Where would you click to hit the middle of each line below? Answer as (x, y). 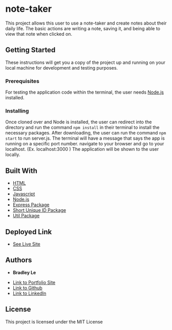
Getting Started (30, 50)
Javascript (24, 194)
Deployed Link (29, 232)
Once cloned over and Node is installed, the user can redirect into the (79, 122)
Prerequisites (22, 81)
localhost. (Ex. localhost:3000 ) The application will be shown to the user (82, 149)
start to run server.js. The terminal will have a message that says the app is (85, 138)
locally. (13, 155)
